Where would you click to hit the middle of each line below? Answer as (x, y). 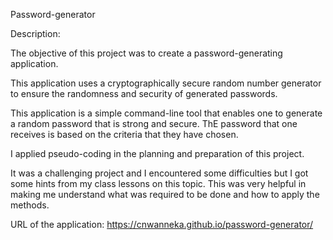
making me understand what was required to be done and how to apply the (165, 194)
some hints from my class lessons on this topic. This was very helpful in (158, 183)
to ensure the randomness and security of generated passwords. (144, 93)
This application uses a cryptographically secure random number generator (166, 83)
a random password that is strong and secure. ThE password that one (154, 123)
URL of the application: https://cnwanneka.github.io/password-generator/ (162, 224)
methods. (30, 205)
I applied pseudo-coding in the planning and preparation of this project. (157, 153)
